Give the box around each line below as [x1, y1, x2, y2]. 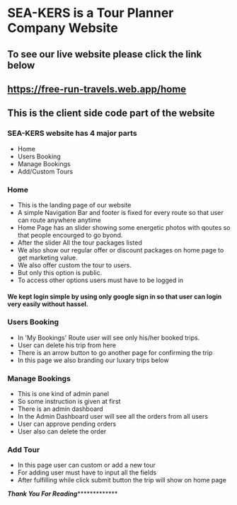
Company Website [7, 20, 118, 36]
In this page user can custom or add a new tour [17, 461, 156, 470]
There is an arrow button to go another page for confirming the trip [17, 348, 213, 356]
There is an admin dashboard [17, 405, 104, 413]
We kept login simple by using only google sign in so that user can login [7, 292, 222, 301]
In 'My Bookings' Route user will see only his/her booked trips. [17, 333, 200, 342]
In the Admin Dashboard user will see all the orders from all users [17, 412, 209, 421]
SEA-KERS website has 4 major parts [7, 129, 137, 139]
